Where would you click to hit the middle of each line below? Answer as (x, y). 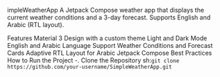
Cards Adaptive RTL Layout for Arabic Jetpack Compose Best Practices (110, 53)
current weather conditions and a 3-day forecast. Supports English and (109, 17)
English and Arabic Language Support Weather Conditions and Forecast (110, 45)
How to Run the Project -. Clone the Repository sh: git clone (93, 60)
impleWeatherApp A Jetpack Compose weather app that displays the (106, 10)
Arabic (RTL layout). (36, 25)
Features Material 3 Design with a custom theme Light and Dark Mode (107, 38)
